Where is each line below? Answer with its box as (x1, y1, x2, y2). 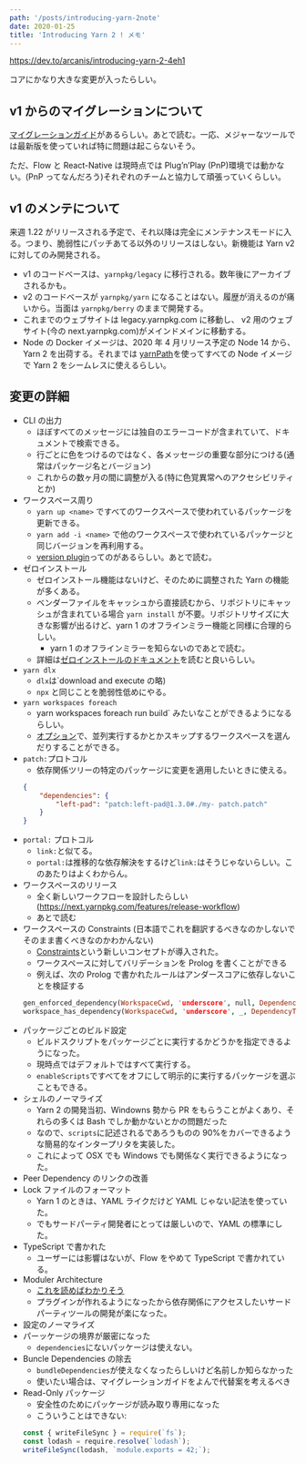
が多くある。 (36, 585, 85, 597)
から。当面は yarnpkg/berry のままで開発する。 (30, 302, 209, 313)
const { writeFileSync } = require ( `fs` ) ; (22, 1428, 187, 1438)
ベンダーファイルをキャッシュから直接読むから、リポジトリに (36, 597, 268, 608)
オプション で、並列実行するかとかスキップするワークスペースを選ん (36, 730, 291, 741)
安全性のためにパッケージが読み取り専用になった (36, 1398, 220, 1409)
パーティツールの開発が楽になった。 (36, 1307, 172, 1318)
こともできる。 (36, 1081, 93, 1092)
